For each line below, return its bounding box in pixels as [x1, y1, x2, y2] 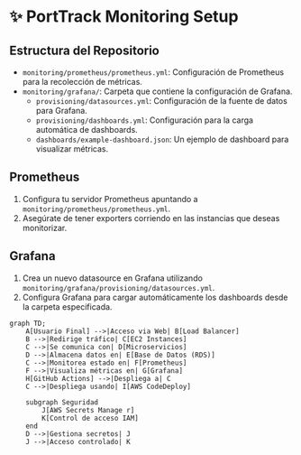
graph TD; [9, 319, 47, 328]
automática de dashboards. [35, 125, 138, 135]
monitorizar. [22, 222, 68, 233]
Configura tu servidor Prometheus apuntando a [22, 193, 198, 204]
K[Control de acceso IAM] [41, 413, 140, 422]
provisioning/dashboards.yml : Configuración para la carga [35, 115, 254, 125]
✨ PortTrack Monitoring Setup [9, 6, 239, 27]
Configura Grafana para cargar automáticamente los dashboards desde [22, 292, 288, 302]
